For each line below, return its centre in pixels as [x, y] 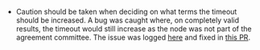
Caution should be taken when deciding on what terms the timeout [126, 12]
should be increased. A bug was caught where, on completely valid [128, 20]
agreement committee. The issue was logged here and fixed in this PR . [133, 37]
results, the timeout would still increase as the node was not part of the [134, 29]
